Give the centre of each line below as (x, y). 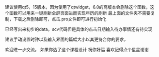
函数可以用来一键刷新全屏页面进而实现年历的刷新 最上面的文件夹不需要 (80, 13)
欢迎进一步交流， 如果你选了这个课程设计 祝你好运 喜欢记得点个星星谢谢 (77, 50)
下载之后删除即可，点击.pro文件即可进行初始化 (60, 19)
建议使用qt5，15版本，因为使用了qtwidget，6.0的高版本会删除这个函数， (78, 7)
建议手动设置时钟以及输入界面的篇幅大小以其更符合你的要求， (67, 39)
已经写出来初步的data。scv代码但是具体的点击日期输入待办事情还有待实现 (79, 29)
